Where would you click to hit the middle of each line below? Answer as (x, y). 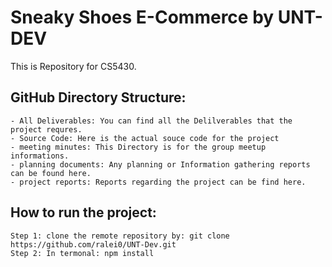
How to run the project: (83, 212)
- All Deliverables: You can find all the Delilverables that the (151, 121)
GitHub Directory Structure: (98, 97)
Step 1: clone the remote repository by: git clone (120, 236)
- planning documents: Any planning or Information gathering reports (160, 164)
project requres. (46, 129)
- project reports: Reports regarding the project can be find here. (158, 182)
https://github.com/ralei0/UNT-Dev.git (93, 244)
